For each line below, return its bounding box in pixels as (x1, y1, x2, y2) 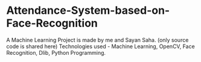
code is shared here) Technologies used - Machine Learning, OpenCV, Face (6, 43, 195, 50)
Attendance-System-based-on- (6, 4, 170, 17)
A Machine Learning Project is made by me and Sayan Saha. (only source (6, 36, 189, 43)
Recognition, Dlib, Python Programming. (6, 49, 106, 56)
